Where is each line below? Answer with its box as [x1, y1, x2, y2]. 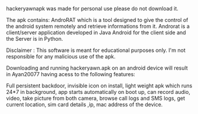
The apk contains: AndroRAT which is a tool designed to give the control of [6, 17, 189, 23]
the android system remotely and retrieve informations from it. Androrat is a [6, 23, 190, 30]
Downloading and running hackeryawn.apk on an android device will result [6, 64, 188, 71]
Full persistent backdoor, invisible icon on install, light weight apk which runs [6, 82, 193, 89]
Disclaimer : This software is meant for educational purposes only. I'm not [6, 47, 186, 54]
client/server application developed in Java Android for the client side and [6, 29, 186, 36]
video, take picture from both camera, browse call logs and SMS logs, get [6, 95, 185, 102]
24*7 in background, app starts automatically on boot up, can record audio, [6, 89, 190, 95]
